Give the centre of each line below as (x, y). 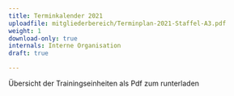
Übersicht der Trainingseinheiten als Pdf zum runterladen (104, 83)
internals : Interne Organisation (65, 46)
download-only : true (43, 38)
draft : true (28, 53)
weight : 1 (25, 31)
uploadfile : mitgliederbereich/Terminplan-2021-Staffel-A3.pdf (117, 23)
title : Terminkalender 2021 (56, 16)
